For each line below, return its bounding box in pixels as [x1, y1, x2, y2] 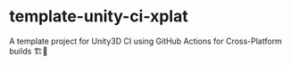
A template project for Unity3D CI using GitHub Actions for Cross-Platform [9, 36, 283, 46]
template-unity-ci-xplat [9, 6, 189, 27]
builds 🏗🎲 [9, 45, 48, 56]
